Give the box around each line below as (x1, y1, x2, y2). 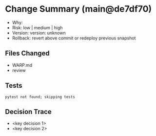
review (12, 67, 26, 73)
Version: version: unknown (12, 30, 66, 36)
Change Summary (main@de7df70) (5, 3, 152, 15)
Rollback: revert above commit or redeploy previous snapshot (12, 35, 136, 41)
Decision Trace (5, 107, 52, 116)
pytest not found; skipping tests (5, 94, 76, 99)
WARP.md (12, 62, 33, 68)
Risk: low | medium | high (12, 24, 63, 30)
